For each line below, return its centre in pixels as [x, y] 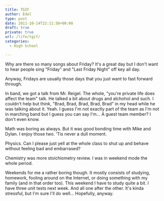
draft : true [17, 28]
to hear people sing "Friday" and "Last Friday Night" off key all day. [73, 69]
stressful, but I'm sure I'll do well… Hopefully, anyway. [59, 193]
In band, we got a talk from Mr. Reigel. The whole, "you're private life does [80, 93]
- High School [24, 46]
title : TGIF [17, 10]
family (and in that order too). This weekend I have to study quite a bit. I [77, 183]
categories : [17, 41]
